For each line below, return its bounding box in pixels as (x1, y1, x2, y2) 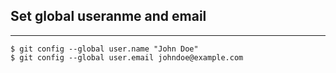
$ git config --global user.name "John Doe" (10, 44, 199, 54)
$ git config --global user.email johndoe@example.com (10, 52, 244, 63)
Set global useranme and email (10, 8, 207, 25)
